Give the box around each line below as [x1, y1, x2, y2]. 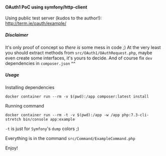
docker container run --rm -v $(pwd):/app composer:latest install [5, 94, 149, 99]
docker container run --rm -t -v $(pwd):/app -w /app [5, 112, 120, 117]
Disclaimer [5, 31, 29, 37]
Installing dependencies [5, 84, 55, 90]
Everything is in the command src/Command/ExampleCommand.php [5, 135, 135, 141]
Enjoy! [5, 145, 19, 151]
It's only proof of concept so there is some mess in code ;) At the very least [5, 44, 161, 50]
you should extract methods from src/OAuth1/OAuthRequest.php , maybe [5, 50, 152, 56]
